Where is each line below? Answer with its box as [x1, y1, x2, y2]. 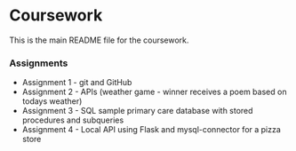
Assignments [9, 57, 68, 69]
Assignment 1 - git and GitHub [21, 77, 132, 88]
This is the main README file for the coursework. [9, 35, 189, 45]
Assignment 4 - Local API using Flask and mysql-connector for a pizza [21, 124, 282, 135]
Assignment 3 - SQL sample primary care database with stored [21, 106, 253, 116]
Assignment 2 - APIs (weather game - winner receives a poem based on [21, 86, 287, 98]
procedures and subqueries [21, 115, 124, 125]
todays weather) [21, 96, 83, 107]
